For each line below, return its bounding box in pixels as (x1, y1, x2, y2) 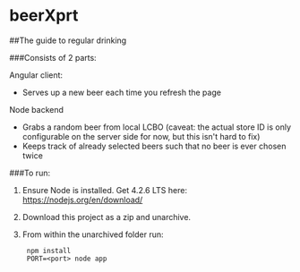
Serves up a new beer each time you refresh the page (21, 87, 222, 98)
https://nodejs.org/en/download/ (21, 194, 143, 205)
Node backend (9, 104, 64, 115)
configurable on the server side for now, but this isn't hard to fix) (21, 131, 261, 141)
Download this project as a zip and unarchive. (21, 211, 191, 222)
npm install (26, 246, 72, 255)
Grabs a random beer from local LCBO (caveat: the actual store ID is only (21, 122, 292, 132)
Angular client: (9, 69, 64, 81)
